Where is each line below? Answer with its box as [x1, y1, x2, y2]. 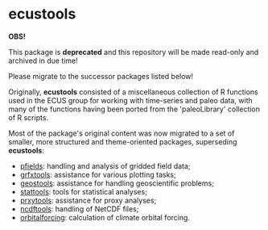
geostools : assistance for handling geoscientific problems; [19, 178, 215, 188]
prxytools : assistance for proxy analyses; [19, 195, 157, 205]
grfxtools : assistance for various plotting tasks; [19, 169, 176, 179]
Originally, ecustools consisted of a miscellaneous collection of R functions [8, 86, 259, 97]
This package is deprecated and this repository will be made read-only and [8, 47, 259, 56]
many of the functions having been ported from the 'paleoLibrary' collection [8, 104, 260, 114]
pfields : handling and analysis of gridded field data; [19, 161, 191, 170]
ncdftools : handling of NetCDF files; [19, 203, 139, 214]
